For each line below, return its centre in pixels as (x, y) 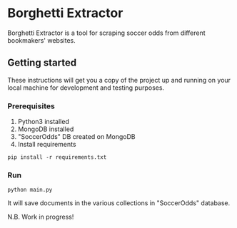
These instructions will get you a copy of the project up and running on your (119, 80)
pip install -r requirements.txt (57, 157)
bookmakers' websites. (42, 40)
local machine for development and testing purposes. (86, 88)
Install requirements (47, 145)
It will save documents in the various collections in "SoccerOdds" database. (119, 203)
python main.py (30, 190)
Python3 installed (43, 122)
